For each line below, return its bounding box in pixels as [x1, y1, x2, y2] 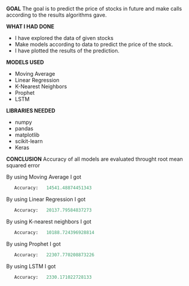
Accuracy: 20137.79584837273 [14, 207, 92, 213]
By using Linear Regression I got [6, 195, 86, 203]
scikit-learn [14, 138, 43, 145]
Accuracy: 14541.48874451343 [14, 185, 92, 191]
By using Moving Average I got [6, 173, 82, 181]
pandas [14, 125, 34, 132]
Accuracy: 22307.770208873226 [14, 251, 95, 258]
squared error [6, 162, 41, 169]
